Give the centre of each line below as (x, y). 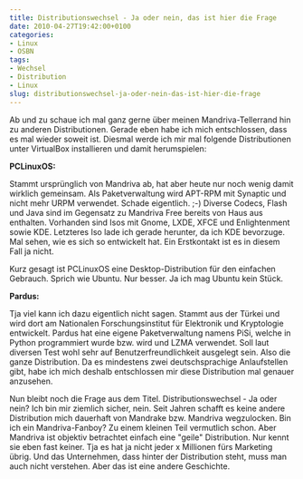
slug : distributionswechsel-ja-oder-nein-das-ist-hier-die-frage (135, 93)
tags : (19, 60)
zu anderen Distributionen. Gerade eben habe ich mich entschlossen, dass (148, 129)
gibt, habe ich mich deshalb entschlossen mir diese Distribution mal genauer (152, 371)
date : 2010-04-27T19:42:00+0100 (70, 26)
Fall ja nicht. (32, 251)
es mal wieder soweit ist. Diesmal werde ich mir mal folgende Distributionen (150, 139)
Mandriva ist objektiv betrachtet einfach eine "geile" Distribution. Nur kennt (149, 437)
